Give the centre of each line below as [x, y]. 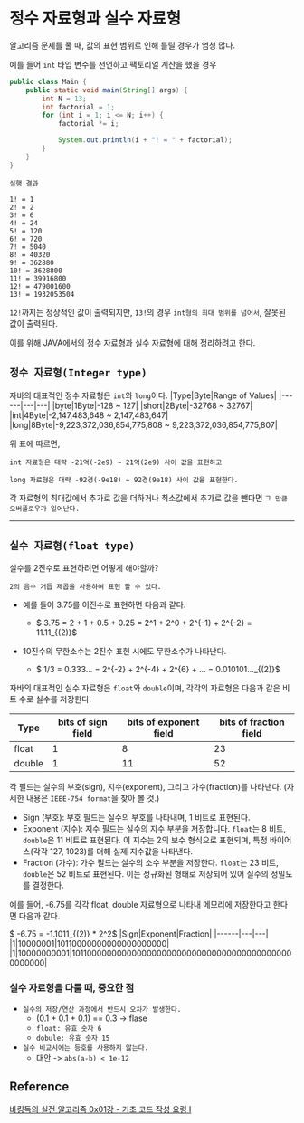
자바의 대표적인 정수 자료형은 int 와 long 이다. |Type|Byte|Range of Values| [143, 395]
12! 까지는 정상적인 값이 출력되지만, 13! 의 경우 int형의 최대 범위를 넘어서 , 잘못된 [148, 312]
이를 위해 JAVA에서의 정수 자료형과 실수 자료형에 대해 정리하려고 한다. [133, 343]
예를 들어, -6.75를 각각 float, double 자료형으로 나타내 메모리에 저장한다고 [140, 905]
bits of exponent [163, 722]
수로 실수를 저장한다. [55, 699]
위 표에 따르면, [35, 443]
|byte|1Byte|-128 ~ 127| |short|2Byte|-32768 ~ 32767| [152, 405]
